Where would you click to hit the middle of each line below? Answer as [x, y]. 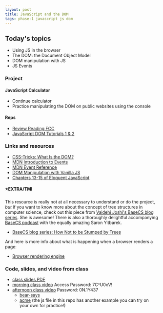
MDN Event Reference [34, 167]
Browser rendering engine [38, 256]
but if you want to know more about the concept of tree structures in [74, 207]
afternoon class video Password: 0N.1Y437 [55, 290]
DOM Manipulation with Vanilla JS [46, 172]
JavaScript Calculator [28, 90]
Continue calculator [32, 101]
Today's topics [28, 38]
